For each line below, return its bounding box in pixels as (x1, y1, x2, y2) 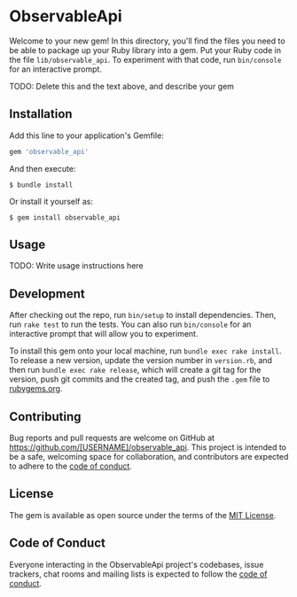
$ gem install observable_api (9, 213, 121, 222)
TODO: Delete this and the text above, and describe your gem (9, 81, 235, 91)
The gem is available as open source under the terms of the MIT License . (9, 509, 277, 520)
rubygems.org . (9, 384, 63, 394)
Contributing (9, 409, 82, 424)
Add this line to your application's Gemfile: (9, 130, 164, 141)
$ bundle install (9, 180, 74, 190)
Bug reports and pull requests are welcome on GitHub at (9, 432, 215, 444)
